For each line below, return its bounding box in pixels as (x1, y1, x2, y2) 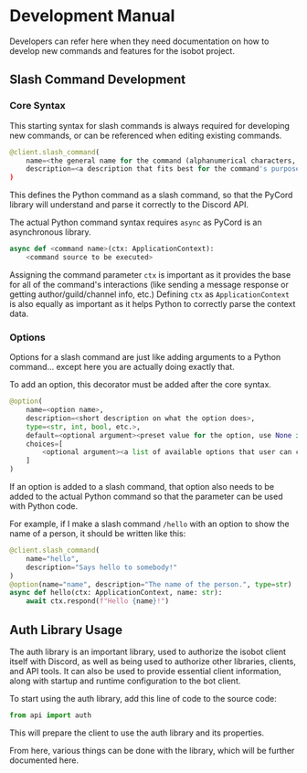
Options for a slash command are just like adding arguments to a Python (9, 352, 281, 363)
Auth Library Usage (9, 622, 123, 638)
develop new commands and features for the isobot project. (9, 45, 236, 56)
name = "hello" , (26, 554, 79, 563)
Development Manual (9, 5, 175, 26)
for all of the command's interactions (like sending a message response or (9, 279, 290, 290)
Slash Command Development (9, 72, 185, 88)
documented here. (9, 755, 79, 766)
